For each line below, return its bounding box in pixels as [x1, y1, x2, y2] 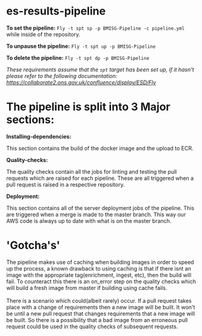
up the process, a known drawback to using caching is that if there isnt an [6, 265, 191, 272]
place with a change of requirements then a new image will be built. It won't [6, 303, 195, 311]
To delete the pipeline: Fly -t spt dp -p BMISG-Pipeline [6, 54, 150, 61]
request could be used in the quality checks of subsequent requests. [6, 323, 178, 330]
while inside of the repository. [6, 30, 81, 38]
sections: [6, 113, 55, 127]
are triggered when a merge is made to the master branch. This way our [6, 211, 186, 218]
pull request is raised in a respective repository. [6, 180, 125, 188]
